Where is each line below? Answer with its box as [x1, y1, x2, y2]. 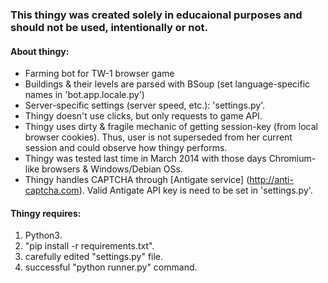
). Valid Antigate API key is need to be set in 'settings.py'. [78, 184, 313, 197]
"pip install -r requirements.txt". [24, 240, 155, 252]
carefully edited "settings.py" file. [24, 251, 164, 263]
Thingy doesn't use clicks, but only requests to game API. [24, 110, 263, 122]
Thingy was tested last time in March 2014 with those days [24, 153, 267, 165]
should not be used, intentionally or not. [10, 20, 208, 34]
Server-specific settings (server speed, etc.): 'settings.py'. [24, 99, 266, 112]
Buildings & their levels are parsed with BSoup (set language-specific [24, 78, 311, 90]
